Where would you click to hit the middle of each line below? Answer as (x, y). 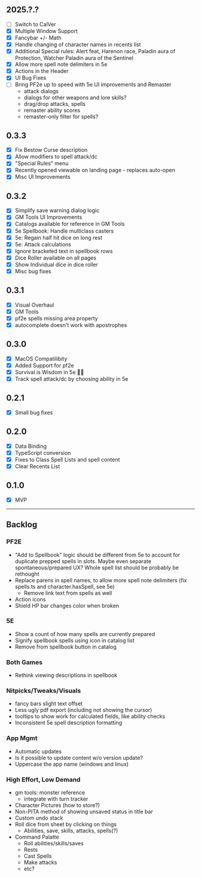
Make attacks (40, 863)
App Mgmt (22, 738)
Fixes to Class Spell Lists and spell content (67, 459)
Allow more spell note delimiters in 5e (61, 65)
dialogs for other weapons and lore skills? (75, 97)
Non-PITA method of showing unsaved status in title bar (84, 812)
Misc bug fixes (33, 271)
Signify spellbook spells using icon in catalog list (74, 640)
